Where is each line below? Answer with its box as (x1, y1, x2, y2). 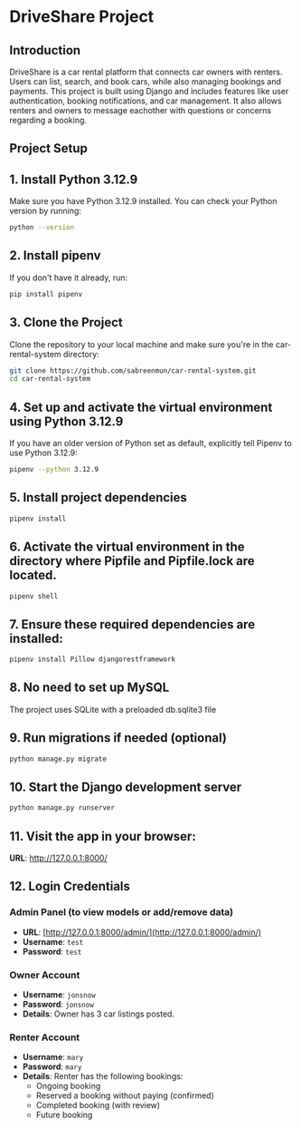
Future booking (35, 1109, 93, 1121)
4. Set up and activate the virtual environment (9, 399, 273, 414)
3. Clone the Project (9, 315, 124, 330)
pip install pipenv (9, 289, 83, 298)
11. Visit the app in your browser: (9, 828, 196, 844)
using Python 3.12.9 (9, 414, 124, 429)
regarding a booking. (9, 115, 88, 125)
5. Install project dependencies (9, 490, 188, 505)
